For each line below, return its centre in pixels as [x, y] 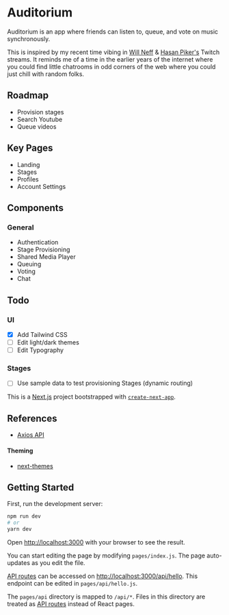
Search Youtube [40, 119]
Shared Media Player [46, 257]
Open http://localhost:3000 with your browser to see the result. [96, 542]
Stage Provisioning [43, 250]
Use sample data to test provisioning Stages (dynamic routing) [105, 383]
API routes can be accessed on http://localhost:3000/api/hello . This [103, 576]
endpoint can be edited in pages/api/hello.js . [72, 583]
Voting [26, 271]
